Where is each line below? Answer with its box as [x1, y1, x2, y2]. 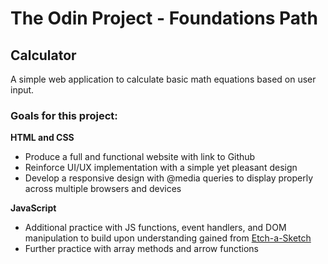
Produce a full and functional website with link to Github [24, 151, 256, 163]
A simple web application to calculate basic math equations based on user [10, 73, 317, 85]
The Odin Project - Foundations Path [10, 7, 318, 30]
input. [10, 84, 35, 96]
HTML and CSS [10, 132, 75, 144]
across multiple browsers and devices [24, 183, 182, 195]
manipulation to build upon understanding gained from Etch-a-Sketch [24, 232, 312, 244]
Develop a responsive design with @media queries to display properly [24, 172, 314, 184]
